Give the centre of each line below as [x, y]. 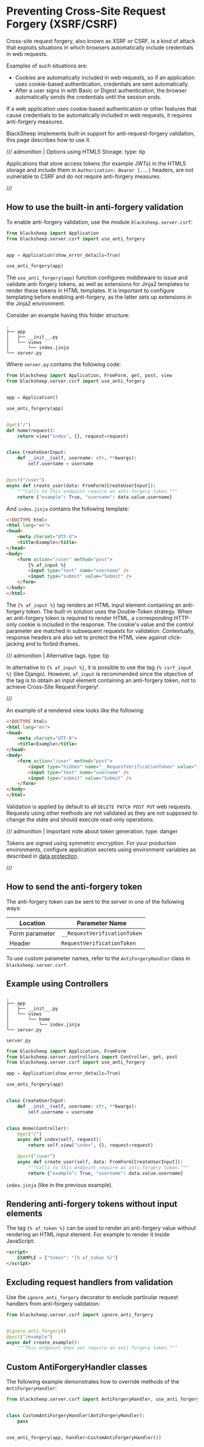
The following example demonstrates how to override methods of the [93, 1382]
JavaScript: [21, 1241]
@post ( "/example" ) [29, 1337]
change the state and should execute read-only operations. [80, 819]
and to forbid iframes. [53, 644]
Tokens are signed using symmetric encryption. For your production [91, 843]
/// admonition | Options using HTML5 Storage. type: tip [76, 152]
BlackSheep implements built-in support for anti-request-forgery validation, [101, 133]
